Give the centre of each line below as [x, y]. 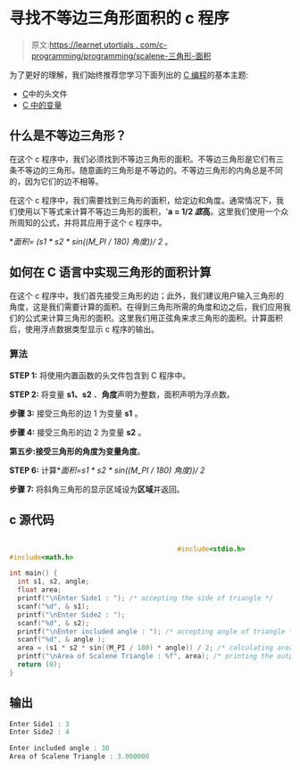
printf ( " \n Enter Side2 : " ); [71, 615]
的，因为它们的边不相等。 [56, 181]
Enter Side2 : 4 [39, 733]
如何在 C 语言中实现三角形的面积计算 [110, 273]
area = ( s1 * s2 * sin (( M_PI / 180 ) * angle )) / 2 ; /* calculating [146, 648]
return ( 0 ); [40, 665]
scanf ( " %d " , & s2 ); [54, 623]
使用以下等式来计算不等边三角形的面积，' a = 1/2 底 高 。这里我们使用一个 [149, 211]
